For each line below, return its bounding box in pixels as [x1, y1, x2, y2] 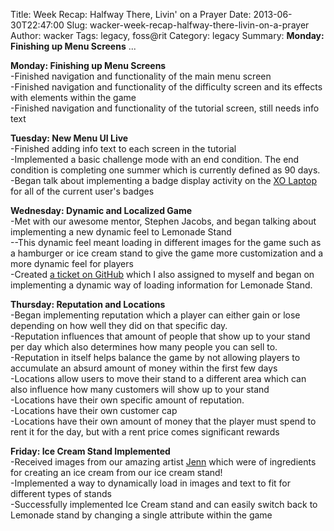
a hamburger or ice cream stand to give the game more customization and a [10, 247, 324, 259]
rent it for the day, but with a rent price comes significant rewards [10, 426, 280, 438]
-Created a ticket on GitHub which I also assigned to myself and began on [10, 269, 315, 280]
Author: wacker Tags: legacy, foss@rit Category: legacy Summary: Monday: [10, 30, 325, 41]
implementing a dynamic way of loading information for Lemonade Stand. [10, 279, 313, 291]
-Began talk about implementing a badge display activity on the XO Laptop [10, 175, 318, 186]
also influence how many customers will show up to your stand [10, 384, 270, 395]
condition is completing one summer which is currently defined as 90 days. [10, 164, 321, 176]
